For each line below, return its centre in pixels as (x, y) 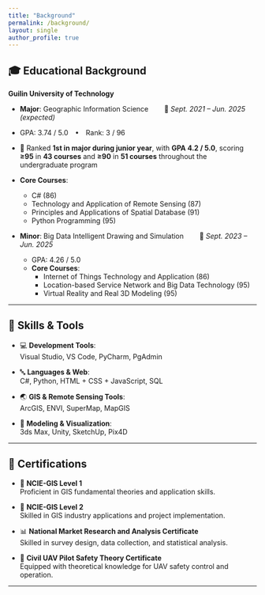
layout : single (33, 30)
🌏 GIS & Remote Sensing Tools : (72, 396)
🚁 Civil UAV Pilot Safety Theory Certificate (90, 558)
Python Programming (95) (74, 221)
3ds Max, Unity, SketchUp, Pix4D (73, 431)
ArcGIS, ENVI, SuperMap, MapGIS (75, 407)
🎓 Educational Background (77, 71)
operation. (36, 574)
